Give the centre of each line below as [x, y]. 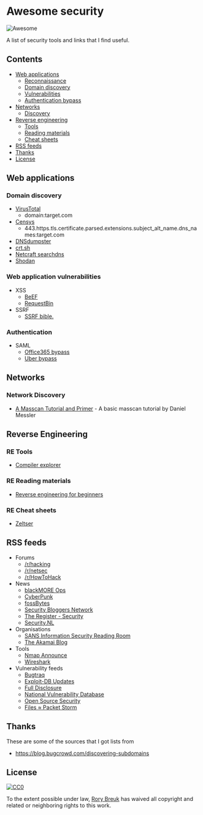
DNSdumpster [33, 241]
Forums [25, 557]
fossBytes [37, 603]
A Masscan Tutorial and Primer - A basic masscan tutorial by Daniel [100, 408]
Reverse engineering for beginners [59, 494]
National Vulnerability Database [64, 694]
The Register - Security [54, 616]
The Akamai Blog [46, 642]
